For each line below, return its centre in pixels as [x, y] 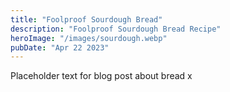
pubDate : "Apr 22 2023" [60, 47]
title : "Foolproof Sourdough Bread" [86, 19]
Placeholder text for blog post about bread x [101, 76]
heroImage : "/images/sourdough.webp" [89, 38]
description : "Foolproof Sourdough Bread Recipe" [116, 29]
